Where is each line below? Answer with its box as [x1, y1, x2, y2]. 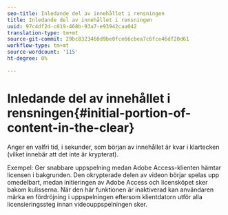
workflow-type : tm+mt [7, 42, 70, 49]
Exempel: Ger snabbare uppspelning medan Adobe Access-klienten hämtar [7, 163, 222, 172]
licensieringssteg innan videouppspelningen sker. [7, 200, 148, 208]
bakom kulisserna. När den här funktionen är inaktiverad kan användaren [7, 185, 214, 194]
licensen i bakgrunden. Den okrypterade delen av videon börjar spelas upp [7, 170, 220, 179]
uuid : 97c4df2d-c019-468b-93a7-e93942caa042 [7, 23, 137, 30]
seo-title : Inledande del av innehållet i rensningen [7, 10, 165, 17]
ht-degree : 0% [7, 55, 48, 62]
